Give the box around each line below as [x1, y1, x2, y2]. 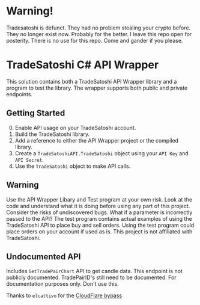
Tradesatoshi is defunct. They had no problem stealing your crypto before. [6, 24, 191, 31]
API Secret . [14, 156, 44, 163]
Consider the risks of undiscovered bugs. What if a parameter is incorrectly [6, 209, 193, 216]
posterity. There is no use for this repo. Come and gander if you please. [6, 37, 183, 44]
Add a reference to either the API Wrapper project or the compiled [14, 137, 179, 144]
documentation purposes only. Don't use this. [6, 280, 119, 288]
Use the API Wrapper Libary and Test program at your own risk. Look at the [6, 196, 193, 203]
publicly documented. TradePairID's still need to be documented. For [6, 274, 177, 281]
